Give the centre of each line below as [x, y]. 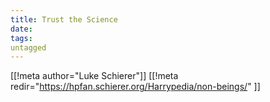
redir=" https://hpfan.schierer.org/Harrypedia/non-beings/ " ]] [135, 87]
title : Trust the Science [64, 19]
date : [21, 29]
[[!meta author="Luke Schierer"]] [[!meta [94, 76]
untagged [28, 47]
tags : [21, 38]
